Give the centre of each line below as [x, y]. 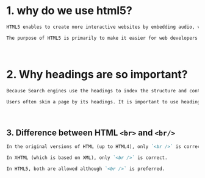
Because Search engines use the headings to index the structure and [97, 91]
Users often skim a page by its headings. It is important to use [92, 102]
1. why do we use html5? [69, 11]
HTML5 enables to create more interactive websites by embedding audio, [101, 27]
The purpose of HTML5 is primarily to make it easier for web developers [102, 38]
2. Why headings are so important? [97, 74]
